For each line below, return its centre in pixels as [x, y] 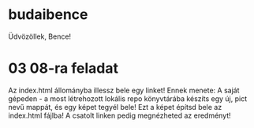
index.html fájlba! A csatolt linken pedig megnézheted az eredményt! [120, 115]
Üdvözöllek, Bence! [40, 36]
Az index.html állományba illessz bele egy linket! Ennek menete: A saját [124, 90]
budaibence [48, 15]
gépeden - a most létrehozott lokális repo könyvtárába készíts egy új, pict [127, 98]
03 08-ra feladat [63, 68]
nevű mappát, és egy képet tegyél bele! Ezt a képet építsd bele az [115, 107]
